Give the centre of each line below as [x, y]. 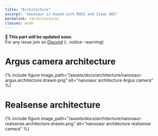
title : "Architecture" [28, 9]
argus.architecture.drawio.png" [36, 80]
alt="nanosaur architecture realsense [114, 124]
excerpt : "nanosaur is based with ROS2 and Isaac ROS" [62, 14]
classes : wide [19, 23]
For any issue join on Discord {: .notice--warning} [55, 42]
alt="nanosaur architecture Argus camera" [111, 80]
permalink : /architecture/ [32, 18]
